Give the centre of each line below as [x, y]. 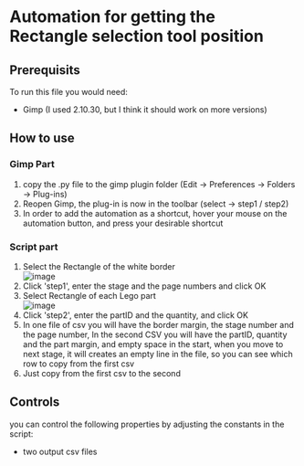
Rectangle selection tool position [137, 36]
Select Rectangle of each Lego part [89, 295]
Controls [35, 402]
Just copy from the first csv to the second [101, 373]
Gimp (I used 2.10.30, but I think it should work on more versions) [145, 110]
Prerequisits [45, 70]
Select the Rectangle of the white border [99, 266]
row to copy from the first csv [79, 364]
